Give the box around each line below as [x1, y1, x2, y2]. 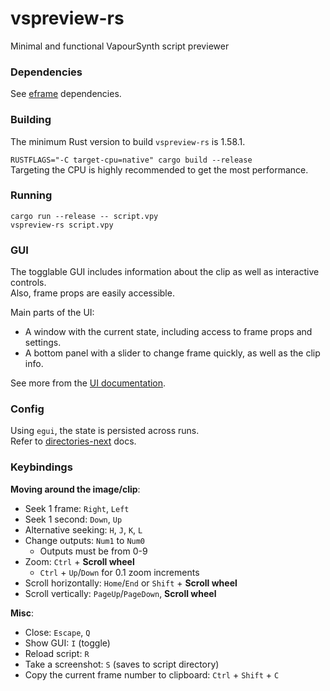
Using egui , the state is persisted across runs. [10, 425, 200, 437]
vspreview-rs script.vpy [10, 220, 114, 230]
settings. [24, 337, 62, 349]
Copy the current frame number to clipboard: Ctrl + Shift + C [24, 668, 280, 681]
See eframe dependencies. [10, 88, 122, 100]
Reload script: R [24, 647, 90, 659]
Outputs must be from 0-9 [39, 545, 148, 557]
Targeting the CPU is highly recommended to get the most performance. [10, 163, 309, 176]
